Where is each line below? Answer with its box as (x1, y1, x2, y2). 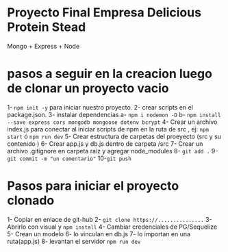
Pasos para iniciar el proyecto (7, 178, 179, 194)
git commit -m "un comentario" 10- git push (7, 154, 131, 162)
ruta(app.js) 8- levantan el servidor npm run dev (7, 237, 141, 245)
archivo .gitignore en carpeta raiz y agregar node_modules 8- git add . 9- (7, 147, 218, 155)
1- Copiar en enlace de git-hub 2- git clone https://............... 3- (7, 215, 212, 223)
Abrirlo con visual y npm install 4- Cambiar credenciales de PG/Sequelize (7, 223, 218, 231)
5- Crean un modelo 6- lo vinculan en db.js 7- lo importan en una (7, 229, 190, 238)
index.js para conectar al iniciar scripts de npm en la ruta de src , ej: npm (7, 125, 210, 133)
